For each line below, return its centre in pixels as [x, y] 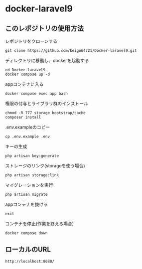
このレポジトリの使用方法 [44, 28]
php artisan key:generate [32, 156]
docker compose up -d [28, 74]
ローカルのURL [28, 250]
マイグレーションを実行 [29, 185]
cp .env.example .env [28, 136]
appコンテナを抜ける [27, 204]
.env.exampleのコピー [28, 127]
